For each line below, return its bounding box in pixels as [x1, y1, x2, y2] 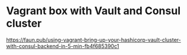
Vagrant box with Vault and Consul [6, 4, 181, 18]
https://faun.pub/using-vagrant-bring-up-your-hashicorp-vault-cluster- [6, 36, 181, 43]
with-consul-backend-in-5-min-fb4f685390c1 [6, 43, 119, 50]
